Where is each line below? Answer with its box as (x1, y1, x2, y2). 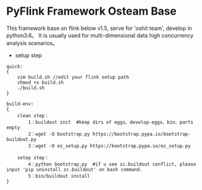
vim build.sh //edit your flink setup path (17, 74, 130, 80)
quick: (6, 63, 23, 70)
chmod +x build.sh (17, 79, 64, 86)
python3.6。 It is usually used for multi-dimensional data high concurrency (6, 32, 193, 39)
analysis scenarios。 (6, 39, 58, 46)
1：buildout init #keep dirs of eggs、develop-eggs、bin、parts (28, 119, 193, 125)
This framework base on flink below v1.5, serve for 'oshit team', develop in (6, 24, 192, 32)
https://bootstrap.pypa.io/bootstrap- (92, 131, 191, 137)
